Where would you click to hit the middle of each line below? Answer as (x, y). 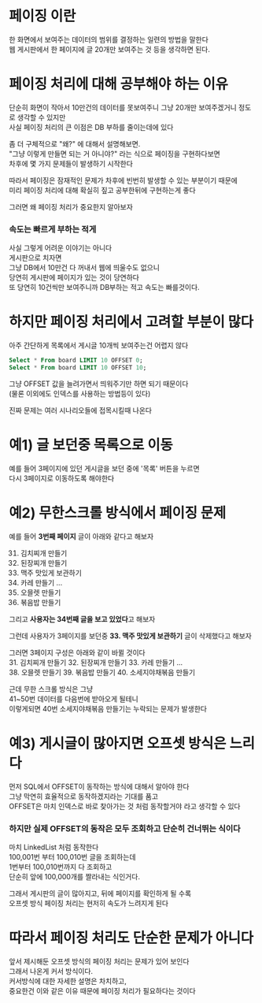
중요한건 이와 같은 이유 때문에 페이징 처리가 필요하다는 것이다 (102, 990)
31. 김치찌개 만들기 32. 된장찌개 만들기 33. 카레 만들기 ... (96, 662)
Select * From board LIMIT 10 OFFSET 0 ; (76, 360)
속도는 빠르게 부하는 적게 (53, 229)
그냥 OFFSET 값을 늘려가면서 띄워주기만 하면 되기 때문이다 (99, 384)
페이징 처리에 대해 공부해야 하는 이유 (119, 84)
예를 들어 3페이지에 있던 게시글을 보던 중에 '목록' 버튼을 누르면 (104, 468)
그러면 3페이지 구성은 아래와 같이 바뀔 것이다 (77, 652)
